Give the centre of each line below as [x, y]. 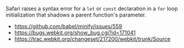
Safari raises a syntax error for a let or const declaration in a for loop [92, 9]
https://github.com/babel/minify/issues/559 [68, 26]
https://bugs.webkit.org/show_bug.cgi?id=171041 [75, 33]
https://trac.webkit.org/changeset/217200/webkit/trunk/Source [92, 39]
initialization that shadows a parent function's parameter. [76, 15]
